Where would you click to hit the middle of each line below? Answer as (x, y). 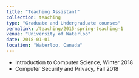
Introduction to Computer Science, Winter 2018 (74, 62)
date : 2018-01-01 (28, 40)
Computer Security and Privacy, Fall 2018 (67, 68)
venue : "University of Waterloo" (49, 34)
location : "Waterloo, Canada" (45, 46)
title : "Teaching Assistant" (43, 12)
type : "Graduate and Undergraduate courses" (63, 23)
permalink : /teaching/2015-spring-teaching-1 (65, 28)
